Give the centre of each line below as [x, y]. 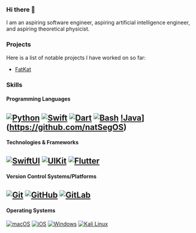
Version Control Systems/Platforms [52, 177]
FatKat [23, 69]
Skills [14, 84]
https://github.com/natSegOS [67, 127]
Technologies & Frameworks [43, 143]
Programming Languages [38, 99]
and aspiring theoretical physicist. [48, 29]
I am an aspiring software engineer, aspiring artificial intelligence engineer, [98, 23]
